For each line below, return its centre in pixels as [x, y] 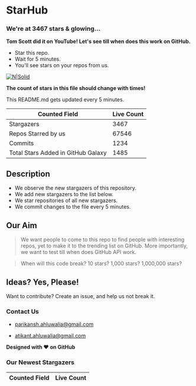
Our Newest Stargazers [40, 362]
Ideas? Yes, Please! [43, 282]
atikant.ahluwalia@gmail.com [50, 336]
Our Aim [22, 225]
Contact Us [23, 311]
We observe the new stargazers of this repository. [76, 188]
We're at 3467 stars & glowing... [53, 29]
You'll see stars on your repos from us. [62, 65]
